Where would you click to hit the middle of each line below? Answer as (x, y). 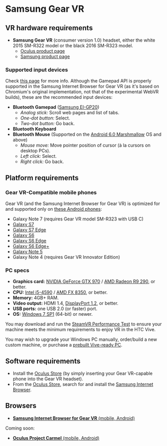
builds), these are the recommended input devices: (59, 97)
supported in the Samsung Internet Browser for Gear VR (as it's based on (82, 86)
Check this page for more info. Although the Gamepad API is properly (78, 81)
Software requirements (43, 361)
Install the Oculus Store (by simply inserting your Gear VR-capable (82, 373)
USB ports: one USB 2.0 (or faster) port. (55, 309)
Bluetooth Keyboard (34, 129)
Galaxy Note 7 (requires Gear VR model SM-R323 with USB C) (78, 219)
